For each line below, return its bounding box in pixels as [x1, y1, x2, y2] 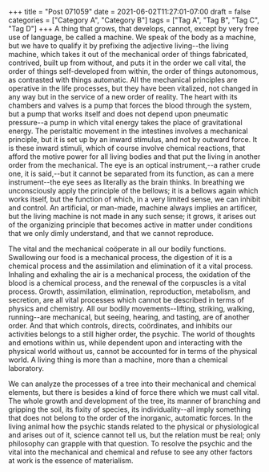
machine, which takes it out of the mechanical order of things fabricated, [8, 50, 248, 59]
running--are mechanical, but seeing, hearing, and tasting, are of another [8, 312, 250, 322]
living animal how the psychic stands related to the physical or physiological [8, 421, 259, 431]
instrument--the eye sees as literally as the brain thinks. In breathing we [8, 177, 246, 187]
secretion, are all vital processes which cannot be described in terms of [8, 295, 244, 304]
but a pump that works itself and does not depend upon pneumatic [8, 109, 229, 119]
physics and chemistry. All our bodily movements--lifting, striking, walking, [8, 304, 255, 313]
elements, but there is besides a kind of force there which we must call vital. [8, 388, 259, 397]
